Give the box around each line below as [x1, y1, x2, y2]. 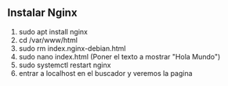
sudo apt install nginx [18, 27, 88, 36]
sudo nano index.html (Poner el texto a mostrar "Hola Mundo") [18, 52, 221, 61]
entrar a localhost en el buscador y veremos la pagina [18, 68, 193, 77]
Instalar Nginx [7, 6, 78, 20]
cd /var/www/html [18, 35, 78, 45]
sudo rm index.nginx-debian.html [18, 43, 126, 53]
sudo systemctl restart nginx [18, 60, 111, 70]
